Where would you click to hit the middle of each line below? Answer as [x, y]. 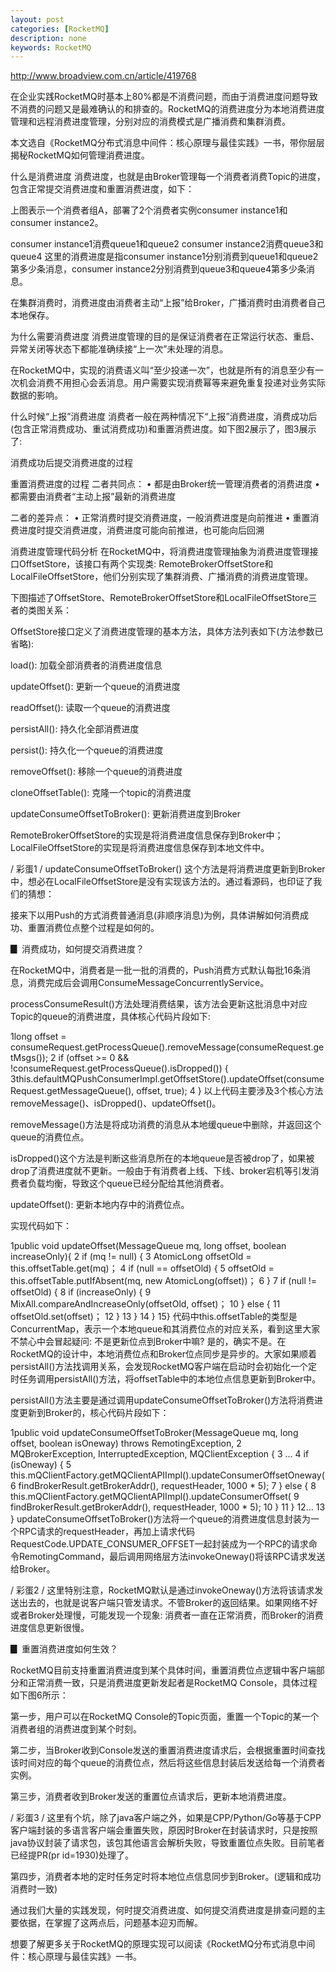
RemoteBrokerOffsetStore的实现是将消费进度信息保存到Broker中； [147, 835]
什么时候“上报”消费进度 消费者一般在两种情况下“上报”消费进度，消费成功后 [164, 417]
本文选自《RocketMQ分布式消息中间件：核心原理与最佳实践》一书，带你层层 [167, 143]
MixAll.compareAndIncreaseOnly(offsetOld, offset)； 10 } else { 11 [145, 1304]
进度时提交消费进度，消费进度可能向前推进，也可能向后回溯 [141, 530]
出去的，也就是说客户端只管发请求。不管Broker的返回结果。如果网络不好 [168, 1603]
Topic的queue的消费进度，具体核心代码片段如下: [110, 1017]
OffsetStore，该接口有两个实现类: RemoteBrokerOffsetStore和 [146, 564]
